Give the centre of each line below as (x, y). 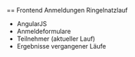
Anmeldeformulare (44, 31)
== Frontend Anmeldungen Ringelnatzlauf (67, 10)
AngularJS (32, 24)
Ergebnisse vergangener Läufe (62, 46)
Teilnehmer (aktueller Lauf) (56, 39)
